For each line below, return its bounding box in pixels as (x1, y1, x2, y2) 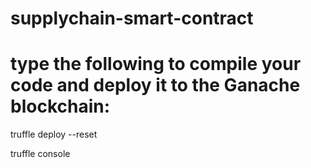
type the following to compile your (10, 53, 302, 76)
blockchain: (10, 95, 111, 118)
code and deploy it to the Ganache (10, 74, 301, 97)
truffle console (10, 148, 71, 160)
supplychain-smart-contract (10, 7, 254, 30)
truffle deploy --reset (10, 128, 98, 141)
